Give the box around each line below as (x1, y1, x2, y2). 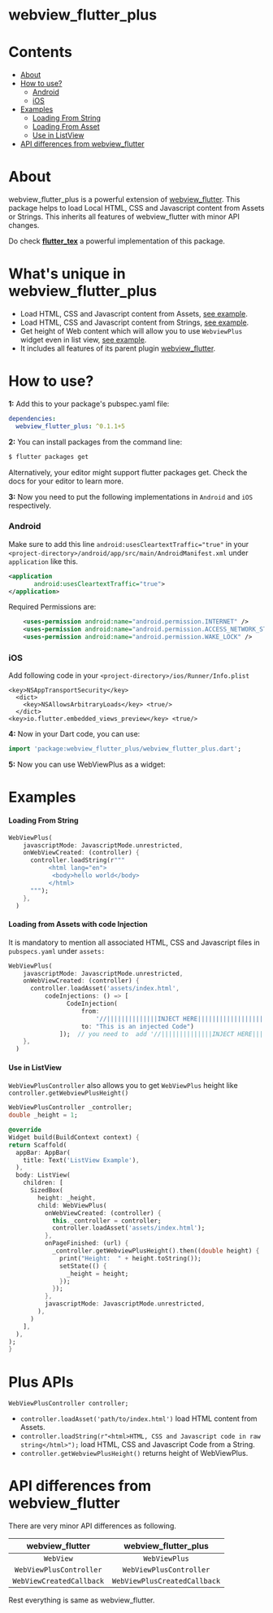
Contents (8, 43, 73, 62)
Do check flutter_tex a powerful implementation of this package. (8, 236, 226, 246)
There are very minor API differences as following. (8, 1521, 176, 1531)
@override (8, 1126, 42, 1134)
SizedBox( (29, 1187, 63, 1195)
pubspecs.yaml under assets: (8, 946, 106, 955)
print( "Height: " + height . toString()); (59, 1254, 201, 1262)
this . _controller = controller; (51, 1217, 162, 1225)
